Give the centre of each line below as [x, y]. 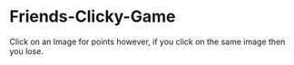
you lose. [26, 51]
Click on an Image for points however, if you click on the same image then [147, 42]
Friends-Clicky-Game [93, 17]
